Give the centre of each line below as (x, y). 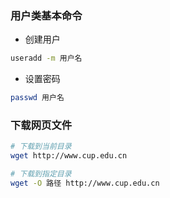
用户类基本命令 (46, 15)
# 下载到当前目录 (41, 147)
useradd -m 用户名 (46, 58)
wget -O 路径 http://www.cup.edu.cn (85, 183)
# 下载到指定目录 (41, 174)
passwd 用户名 (37, 98)
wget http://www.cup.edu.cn (69, 156)
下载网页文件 (41, 125)
